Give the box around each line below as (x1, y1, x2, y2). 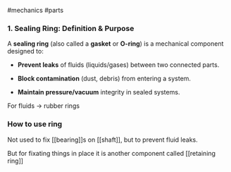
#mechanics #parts (7, 6, 64, 14)
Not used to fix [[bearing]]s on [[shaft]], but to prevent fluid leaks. (7, 135, 199, 144)
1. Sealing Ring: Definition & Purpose (7, 23, 135, 33)
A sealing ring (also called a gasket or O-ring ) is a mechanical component (7, 39, 224, 48)
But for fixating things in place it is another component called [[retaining (7, 149, 216, 157)
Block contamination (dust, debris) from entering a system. (17, 74, 192, 83)
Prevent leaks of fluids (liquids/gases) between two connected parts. (17, 61, 220, 69)
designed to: (7, 47, 44, 56)
